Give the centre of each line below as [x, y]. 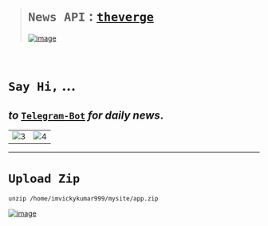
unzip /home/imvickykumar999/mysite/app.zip [83, 198]
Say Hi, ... [42, 86]
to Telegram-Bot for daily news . [86, 115]
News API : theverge [91, 16]
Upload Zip [44, 179]
